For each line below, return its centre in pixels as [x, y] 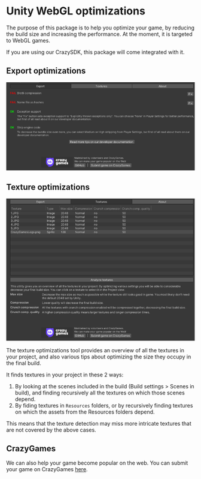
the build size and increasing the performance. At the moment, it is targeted [99, 34]
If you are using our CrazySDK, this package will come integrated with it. [95, 52]
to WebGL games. [28, 40]
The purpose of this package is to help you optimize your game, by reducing [100, 28]
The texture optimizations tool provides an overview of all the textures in [95, 350]
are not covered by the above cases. [51, 430]
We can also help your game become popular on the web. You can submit [97, 463]
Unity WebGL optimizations [76, 11]
